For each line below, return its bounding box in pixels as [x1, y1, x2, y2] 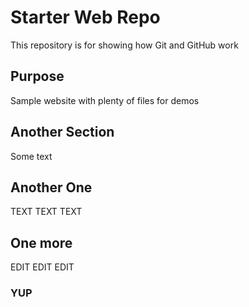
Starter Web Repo [10, 6, 161, 29]
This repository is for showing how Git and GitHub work [10, 39, 239, 51]
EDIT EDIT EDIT [10, 261, 75, 273]
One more [10, 234, 73, 251]
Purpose [10, 68, 65, 85]
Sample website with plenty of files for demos [10, 94, 200, 106]
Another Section [10, 124, 115, 141]
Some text [10, 150, 53, 162]
